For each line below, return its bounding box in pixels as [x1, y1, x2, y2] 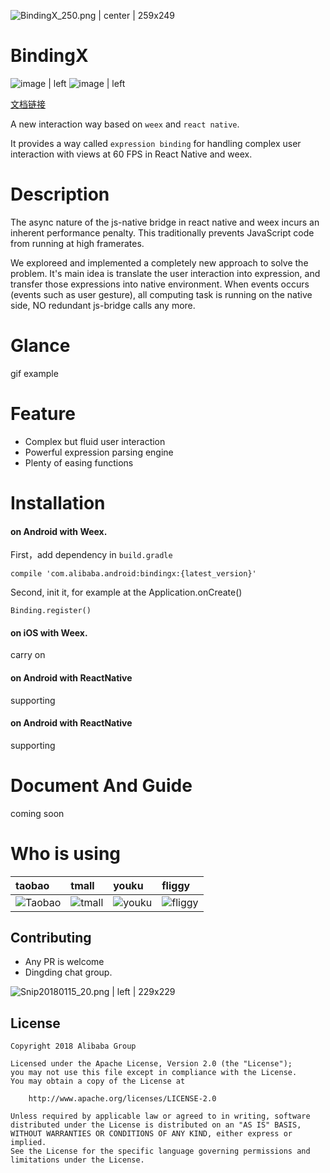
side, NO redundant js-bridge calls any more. [10, 299, 196, 311]
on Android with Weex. [10, 525, 108, 537]
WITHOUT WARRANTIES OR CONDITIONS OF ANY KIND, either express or [10, 1129, 293, 1139]
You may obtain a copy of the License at [10, 1076, 186, 1087]
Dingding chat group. [24, 966, 113, 979]
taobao [15, 878, 50, 892]
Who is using [10, 842, 122, 865]
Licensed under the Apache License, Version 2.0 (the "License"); [10, 1059, 293, 1069]
